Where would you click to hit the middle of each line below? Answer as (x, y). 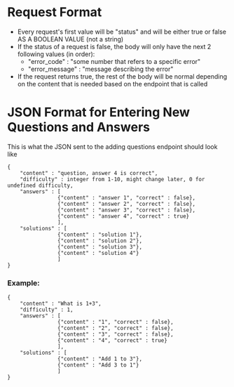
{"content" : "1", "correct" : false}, (115, 322)
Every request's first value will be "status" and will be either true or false (122, 32)
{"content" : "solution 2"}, (99, 241)
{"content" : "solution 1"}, (99, 235)
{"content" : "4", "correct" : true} (112, 341)
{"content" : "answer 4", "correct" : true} (123, 216)
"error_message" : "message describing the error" (101, 69)
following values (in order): (56, 54)
